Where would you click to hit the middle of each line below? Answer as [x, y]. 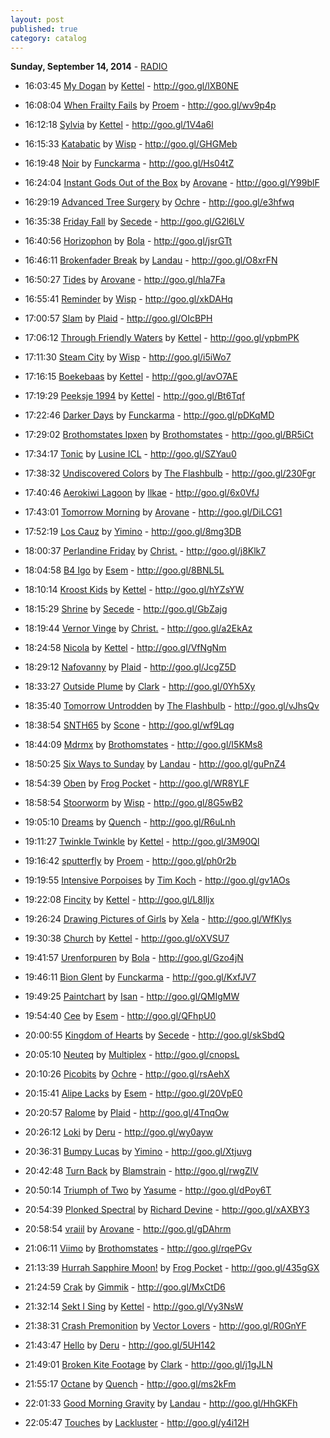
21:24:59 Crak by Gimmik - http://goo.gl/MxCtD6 [125, 1287]
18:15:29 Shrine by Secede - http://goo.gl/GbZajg [126, 609]
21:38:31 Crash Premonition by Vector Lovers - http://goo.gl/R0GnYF [165, 1326]
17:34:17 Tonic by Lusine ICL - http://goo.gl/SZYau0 [130, 454]
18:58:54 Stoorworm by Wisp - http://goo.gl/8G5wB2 [134, 803]
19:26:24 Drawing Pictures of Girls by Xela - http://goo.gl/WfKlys [158, 919]
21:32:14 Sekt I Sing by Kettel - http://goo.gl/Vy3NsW [134, 1307]
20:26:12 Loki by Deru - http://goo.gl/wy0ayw [118, 1132]
